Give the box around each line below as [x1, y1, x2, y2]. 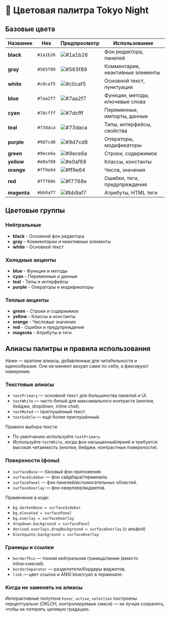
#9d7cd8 [37, 139, 56, 145]
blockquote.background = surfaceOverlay [12, 532, 99, 537]
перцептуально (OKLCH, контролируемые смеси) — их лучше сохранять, [5, 601, 165, 607]
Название [8, 40, 33, 47]
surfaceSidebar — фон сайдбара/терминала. [12, 474, 108, 480]
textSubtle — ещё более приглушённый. [12, 414, 100, 420]
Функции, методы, [104, 92, 149, 99]
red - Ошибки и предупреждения [12, 324, 84, 330]
